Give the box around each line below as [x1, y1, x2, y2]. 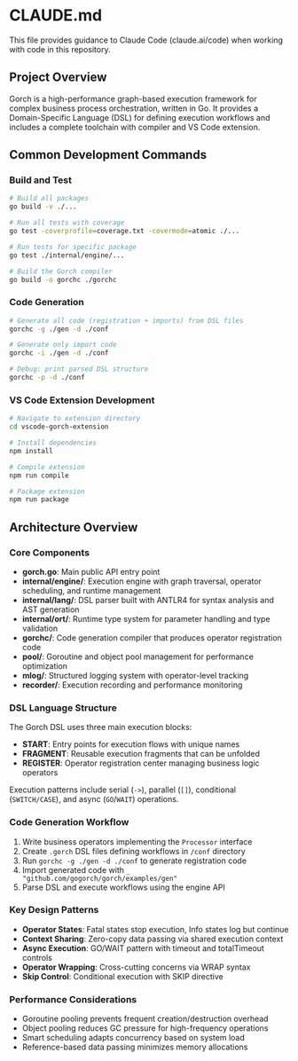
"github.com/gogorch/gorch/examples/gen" [21, 874, 177, 883]
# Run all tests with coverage [9, 218, 125, 227]
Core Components [9, 546, 90, 559]
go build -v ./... [9, 202, 77, 211]
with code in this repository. [9, 43, 111, 54]
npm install [9, 446, 53, 455]
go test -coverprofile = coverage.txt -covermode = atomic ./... [9, 227, 240, 236]
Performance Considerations [9, 993, 137, 1005]
